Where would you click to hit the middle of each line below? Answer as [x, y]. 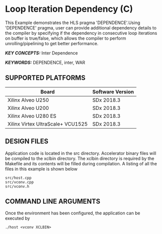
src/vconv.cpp [20, 182]
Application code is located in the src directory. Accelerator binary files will [81, 153]
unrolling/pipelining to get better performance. [52, 43]
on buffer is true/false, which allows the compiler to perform [66, 38]
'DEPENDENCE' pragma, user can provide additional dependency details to [81, 27]
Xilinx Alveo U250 [28, 100]
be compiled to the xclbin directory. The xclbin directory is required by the [80, 158]
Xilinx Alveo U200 [28, 108]
